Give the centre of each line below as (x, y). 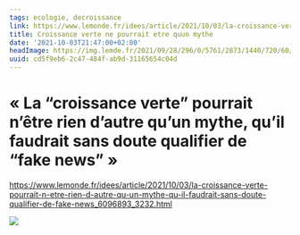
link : (19, 26)
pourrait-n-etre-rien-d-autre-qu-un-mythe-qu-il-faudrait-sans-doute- (137, 194)
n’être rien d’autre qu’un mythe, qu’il (147, 122)
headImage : (29, 51)
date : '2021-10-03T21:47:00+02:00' (75, 42)
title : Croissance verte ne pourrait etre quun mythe (112, 34)
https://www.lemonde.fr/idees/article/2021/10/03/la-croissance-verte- (138, 185)
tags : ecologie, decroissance (66, 17)
